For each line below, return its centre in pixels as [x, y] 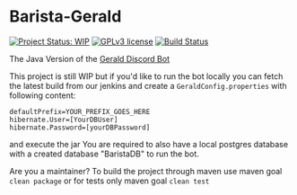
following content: [43, 95]
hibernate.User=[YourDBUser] [64, 120]
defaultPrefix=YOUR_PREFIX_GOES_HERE [80, 111]
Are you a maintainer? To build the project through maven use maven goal [146, 171]
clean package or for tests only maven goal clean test [109, 181]
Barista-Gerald [66, 17]
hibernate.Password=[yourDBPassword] [80, 128]
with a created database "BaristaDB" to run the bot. [104, 154]
